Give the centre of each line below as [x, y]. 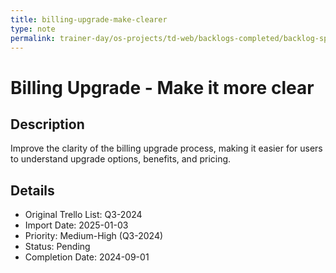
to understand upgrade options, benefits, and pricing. [121, 159]
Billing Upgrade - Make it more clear [162, 87]
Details [32, 190]
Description [47, 124]
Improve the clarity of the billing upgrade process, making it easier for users [166, 148]
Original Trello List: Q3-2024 [83, 215]
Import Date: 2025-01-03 [76, 225]
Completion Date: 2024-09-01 [87, 257]
